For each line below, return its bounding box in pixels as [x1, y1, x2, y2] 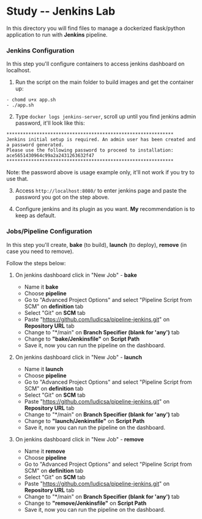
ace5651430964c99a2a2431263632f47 [6, 153, 95, 159]
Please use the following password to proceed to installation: [6, 147, 174, 153]
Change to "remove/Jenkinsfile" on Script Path [24, 499, 147, 507]
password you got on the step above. [15, 194, 110, 201]
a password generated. [6, 142, 64, 148]
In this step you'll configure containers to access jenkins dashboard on [6, 60, 185, 68]
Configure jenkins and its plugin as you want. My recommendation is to [15, 205, 195, 213]
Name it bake [24, 283, 59, 290]
